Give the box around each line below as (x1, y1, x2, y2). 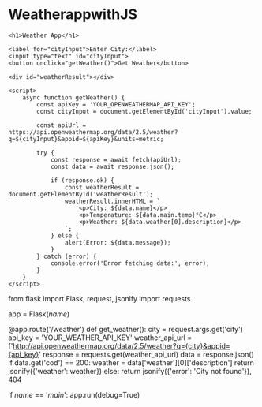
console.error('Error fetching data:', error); (50, 259, 211, 267)
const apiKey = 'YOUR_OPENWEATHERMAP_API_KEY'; (36, 100, 196, 108)
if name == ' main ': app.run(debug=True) (8, 390, 140, 399)
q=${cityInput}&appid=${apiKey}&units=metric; (8, 135, 164, 143)
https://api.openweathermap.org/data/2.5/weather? (8, 128, 178, 136)
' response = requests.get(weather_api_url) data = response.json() (38, 349, 254, 359)
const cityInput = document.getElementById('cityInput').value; (36, 107, 253, 115)
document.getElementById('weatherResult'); (8, 190, 154, 198)
